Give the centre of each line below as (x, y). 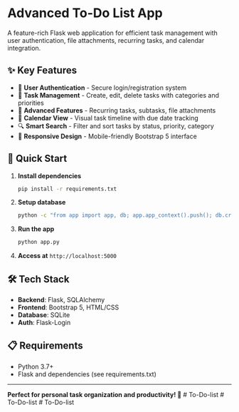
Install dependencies (49, 175)
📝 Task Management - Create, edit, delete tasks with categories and (118, 95)
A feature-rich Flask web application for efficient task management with (113, 33)
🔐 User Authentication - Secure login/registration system (102, 88)
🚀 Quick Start (37, 159)
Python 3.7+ (36, 366)
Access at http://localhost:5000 (67, 256)
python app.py (38, 242)
